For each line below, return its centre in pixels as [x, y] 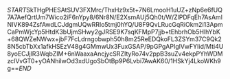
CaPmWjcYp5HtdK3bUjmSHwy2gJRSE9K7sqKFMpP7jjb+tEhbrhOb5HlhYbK [114, 32]
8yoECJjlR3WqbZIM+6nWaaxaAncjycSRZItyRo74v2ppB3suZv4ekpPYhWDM [115, 54]
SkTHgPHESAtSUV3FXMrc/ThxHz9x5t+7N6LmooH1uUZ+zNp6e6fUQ [125, 10]
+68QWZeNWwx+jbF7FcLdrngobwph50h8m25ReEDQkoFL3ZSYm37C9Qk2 [114, 39]
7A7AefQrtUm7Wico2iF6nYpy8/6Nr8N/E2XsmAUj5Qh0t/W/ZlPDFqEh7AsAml [115, 17]
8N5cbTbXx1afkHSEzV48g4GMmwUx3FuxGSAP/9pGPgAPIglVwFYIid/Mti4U [115, 46]
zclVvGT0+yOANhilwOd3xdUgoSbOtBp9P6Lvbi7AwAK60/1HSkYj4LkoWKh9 [114, 61]
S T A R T [17, 10]
